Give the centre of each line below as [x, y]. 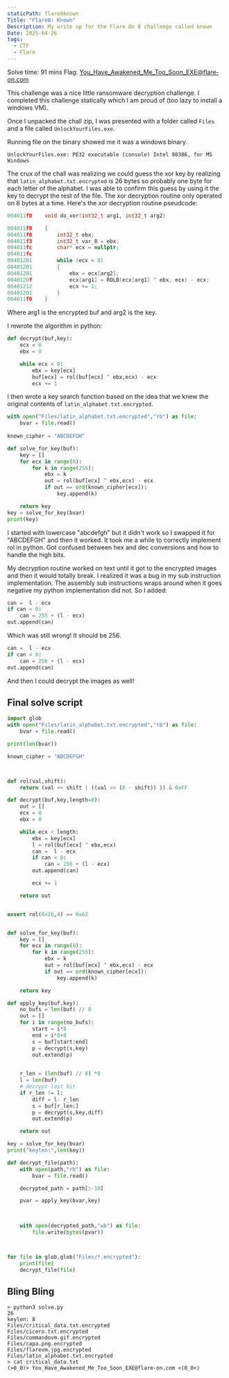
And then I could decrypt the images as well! [71, 681]
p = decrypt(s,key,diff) [68, 1112]
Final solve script [45, 703]
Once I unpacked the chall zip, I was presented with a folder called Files [111, 121]
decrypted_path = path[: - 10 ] [62, 1188]
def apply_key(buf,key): [43, 1003]
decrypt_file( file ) [48, 1270]
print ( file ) [37, 1264]
